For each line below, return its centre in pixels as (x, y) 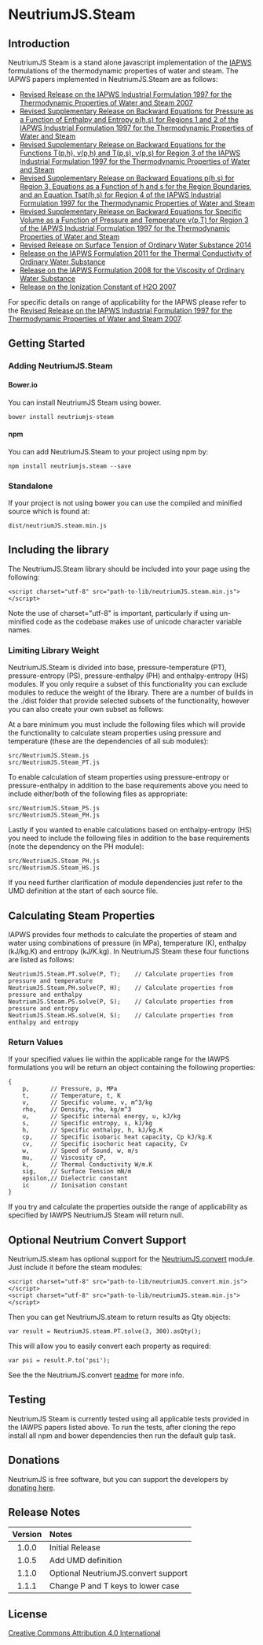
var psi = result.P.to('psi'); (59, 1361)
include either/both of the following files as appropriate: (98, 794)
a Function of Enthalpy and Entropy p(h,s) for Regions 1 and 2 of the (129, 119)
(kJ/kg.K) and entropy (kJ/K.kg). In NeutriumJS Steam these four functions (129, 951)
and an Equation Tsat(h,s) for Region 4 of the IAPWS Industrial (120, 195)
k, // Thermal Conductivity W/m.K (88, 1165)
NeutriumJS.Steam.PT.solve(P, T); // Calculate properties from (121, 974)
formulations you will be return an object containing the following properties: (132, 1068)
